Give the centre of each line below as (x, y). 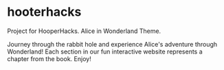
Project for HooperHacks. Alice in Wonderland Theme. (84, 31)
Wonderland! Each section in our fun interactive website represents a (105, 51)
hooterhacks (44, 12)
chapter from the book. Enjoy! (49, 58)
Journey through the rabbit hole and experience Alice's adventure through (112, 44)
